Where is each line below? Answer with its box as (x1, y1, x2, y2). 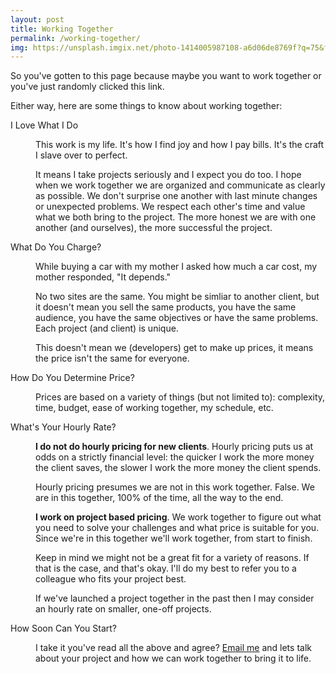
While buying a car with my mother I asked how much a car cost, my (35, 261, 318, 273)
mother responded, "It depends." (35, 271, 172, 283)
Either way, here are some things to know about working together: (10, 100, 283, 112)
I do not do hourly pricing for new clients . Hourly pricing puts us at (35, 441, 314, 453)
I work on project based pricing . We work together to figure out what (35, 511, 322, 523)
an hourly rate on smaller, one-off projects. (35, 603, 212, 615)
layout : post (10, 14, 65, 25)
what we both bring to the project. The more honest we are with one (35, 211, 317, 223)
